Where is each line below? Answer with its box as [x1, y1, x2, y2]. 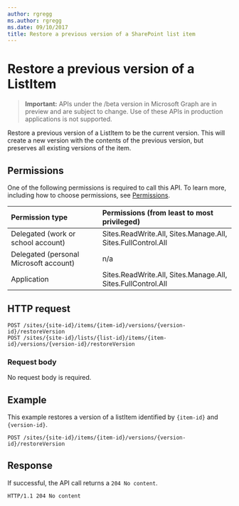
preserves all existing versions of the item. [7, 144, 132, 153]
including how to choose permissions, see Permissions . [7, 191, 171, 200]
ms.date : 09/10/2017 [7, 24, 69, 31]
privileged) [102, 217, 141, 227]
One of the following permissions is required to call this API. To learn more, [7, 183, 227, 192]
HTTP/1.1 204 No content [7, 492, 81, 500]
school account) [11, 238, 65, 247]
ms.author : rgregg [7, 17, 62, 24]
